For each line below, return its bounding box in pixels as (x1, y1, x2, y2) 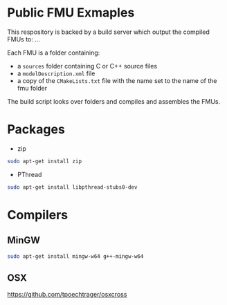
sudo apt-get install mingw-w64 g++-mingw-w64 (7, 252, 144, 260)
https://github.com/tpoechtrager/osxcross (7, 290, 127, 299)
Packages (7, 122, 66, 138)
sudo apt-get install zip (7, 158, 82, 165)
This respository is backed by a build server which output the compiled (7, 28, 210, 36)
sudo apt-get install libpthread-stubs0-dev (7, 183, 138, 191)
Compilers (7, 207, 69, 223)
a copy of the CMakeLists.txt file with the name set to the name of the (17, 76, 217, 84)
